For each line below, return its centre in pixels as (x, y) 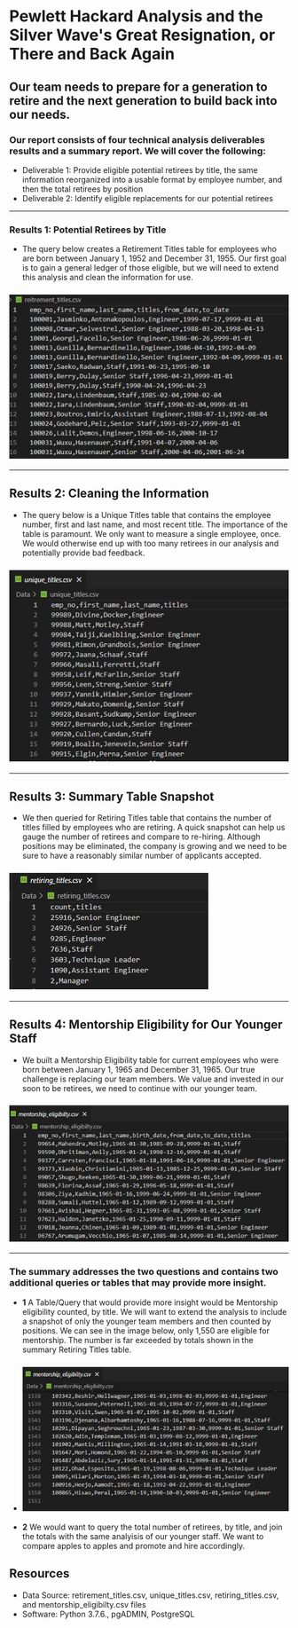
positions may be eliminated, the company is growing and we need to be (154, 846)
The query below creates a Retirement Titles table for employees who (149, 249)
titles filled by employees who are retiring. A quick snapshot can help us (153, 828)
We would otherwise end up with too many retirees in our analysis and (150, 543)
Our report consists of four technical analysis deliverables (137, 139)
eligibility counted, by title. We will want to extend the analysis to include (154, 1311)
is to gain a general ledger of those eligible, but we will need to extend (150, 268)
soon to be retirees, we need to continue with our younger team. (139, 1088)
